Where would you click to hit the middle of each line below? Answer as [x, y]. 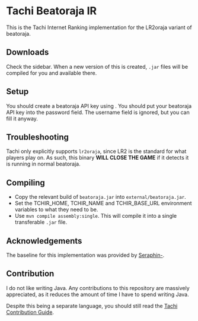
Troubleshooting [38, 137]
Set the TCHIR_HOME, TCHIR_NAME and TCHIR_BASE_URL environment [103, 204]
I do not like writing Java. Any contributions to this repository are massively [98, 288]
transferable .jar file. [41, 222]
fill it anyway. [22, 118]
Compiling [26, 182]
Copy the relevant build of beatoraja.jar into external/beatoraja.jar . [100, 197]
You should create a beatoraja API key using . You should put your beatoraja [99, 106]
